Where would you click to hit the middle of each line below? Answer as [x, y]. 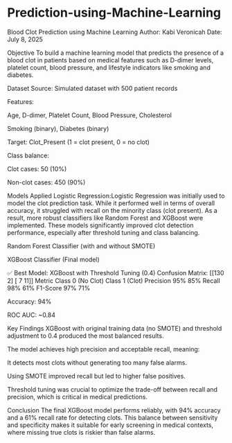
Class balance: [28, 155]
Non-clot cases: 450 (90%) [46, 182]
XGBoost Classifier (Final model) [54, 259]
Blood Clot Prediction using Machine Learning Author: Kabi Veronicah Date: [115, 32]
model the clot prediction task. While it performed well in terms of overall [111, 203]
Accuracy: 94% [29, 301]
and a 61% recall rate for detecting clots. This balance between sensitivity [113, 417]
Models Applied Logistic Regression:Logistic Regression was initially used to [116, 196]
